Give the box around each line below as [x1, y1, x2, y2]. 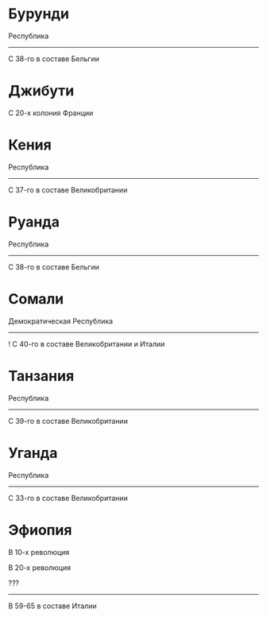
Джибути [8, 82, 75, 100]
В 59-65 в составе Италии [8, 601, 97, 611]
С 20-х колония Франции [8, 108, 94, 118]
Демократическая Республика [8, 316, 114, 326]
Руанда [8, 213, 60, 231]
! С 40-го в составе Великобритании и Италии [8, 339, 165, 348]
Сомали [8, 289, 64, 308]
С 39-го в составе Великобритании [8, 416, 129, 425]
